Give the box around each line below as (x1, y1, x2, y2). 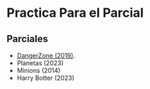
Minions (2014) (16, 67, 61, 74)
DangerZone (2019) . (16, 51, 75, 60)
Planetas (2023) (16, 59, 64, 67)
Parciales (6, 33, 49, 45)
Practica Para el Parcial (6, 5, 144, 21)
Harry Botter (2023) (16, 74, 75, 82)
